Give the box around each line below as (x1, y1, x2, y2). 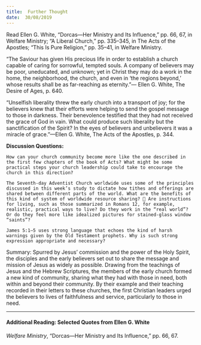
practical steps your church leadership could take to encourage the (6, 164, 184, 170)
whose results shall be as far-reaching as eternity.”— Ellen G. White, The (6, 80, 185, 88)
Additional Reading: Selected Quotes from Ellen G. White (6, 319, 150, 326)
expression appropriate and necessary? (6, 238, 106, 244)
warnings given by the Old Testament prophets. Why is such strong (6, 232, 178, 239)
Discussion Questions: (6, 142, 64, 149)
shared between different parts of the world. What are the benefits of (6, 190, 191, 197)
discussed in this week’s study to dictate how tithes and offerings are (6, 185, 194, 191)
